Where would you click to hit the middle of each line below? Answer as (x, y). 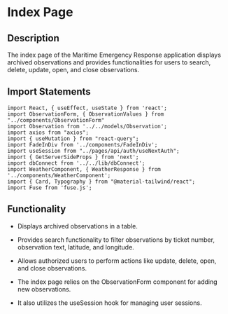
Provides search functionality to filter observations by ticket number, (116, 240)
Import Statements (49, 92)
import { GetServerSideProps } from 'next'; (73, 157)
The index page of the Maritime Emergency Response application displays (114, 55)
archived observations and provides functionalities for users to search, (109, 62)
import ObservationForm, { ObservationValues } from (86, 114)
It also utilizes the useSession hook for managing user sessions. (109, 303)
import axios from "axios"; (48, 132)
